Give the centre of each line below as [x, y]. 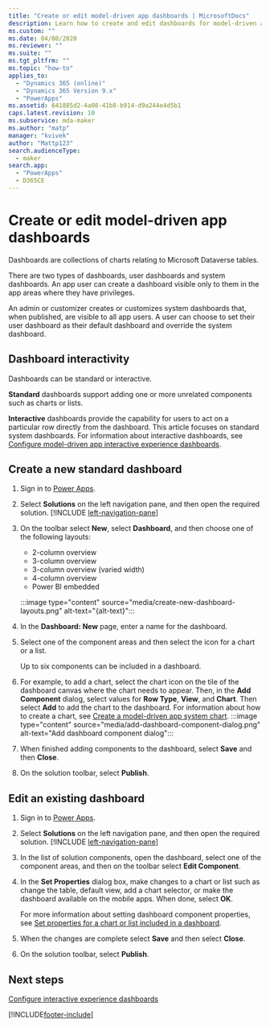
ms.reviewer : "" [35, 46]
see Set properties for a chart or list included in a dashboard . [121, 923]
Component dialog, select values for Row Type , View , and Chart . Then [138, 699]
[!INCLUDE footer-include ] [51, 1015]
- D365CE [30, 181]
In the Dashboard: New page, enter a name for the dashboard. [123, 627]
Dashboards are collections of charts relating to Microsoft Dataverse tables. [134, 259]
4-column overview [64, 578]
